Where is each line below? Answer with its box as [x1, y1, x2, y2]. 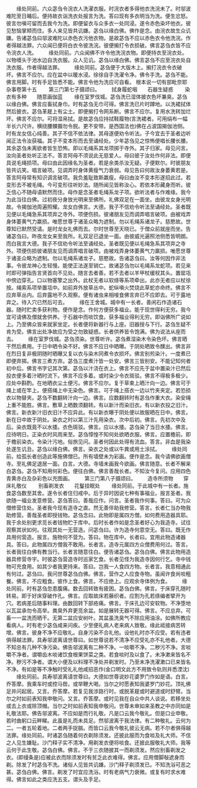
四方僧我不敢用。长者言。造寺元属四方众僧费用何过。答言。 [46, 541, 191, 548]
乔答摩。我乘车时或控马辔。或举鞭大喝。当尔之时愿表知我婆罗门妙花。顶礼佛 [6, 681, 191, 687]
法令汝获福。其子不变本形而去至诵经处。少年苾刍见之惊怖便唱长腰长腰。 [16, 137, 191, 144]
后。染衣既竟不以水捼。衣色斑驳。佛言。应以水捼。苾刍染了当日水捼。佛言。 [6, 423, 191, 430]
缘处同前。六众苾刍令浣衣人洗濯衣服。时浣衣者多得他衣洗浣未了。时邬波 [16, 5, 191, 12]
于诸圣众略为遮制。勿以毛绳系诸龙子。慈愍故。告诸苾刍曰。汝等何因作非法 [6, 255, 186, 261]
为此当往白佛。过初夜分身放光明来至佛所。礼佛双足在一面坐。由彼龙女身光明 [6, 196, 191, 203]
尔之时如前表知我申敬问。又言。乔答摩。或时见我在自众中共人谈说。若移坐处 [6, 695, 191, 702]
